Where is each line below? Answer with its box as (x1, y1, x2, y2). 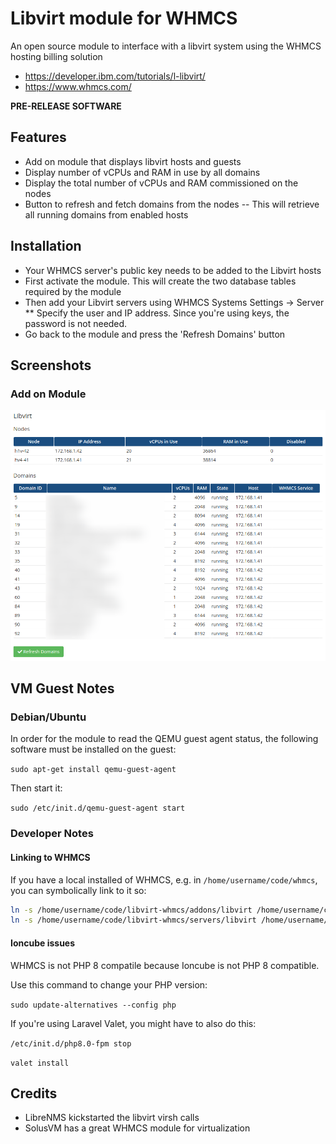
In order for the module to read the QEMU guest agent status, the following (10, 733, 319, 745)
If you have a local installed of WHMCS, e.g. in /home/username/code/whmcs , (10, 873, 318, 886)
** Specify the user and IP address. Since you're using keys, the (24, 307, 290, 319)
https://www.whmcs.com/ (24, 80, 132, 92)
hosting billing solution (10, 50, 103, 62)
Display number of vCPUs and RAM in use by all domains (24, 166, 261, 178)
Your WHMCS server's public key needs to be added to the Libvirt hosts (24, 264, 322, 276)
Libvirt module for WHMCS (10, 7, 238, 30)
